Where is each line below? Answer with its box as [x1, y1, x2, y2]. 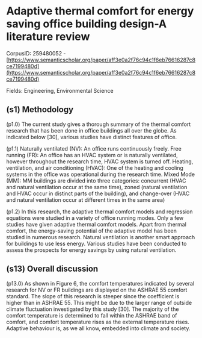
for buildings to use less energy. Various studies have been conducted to [6, 240, 187, 247]
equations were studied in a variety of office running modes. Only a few [6, 214, 184, 221]
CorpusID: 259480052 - [6, 49, 66, 57]
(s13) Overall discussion [6, 264, 99, 274]
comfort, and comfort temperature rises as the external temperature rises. [6, 318, 189, 325]
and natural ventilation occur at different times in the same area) [6, 196, 165, 203]
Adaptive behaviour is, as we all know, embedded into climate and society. [6, 324, 191, 332]
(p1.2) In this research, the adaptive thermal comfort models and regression [6, 208, 193, 215]
